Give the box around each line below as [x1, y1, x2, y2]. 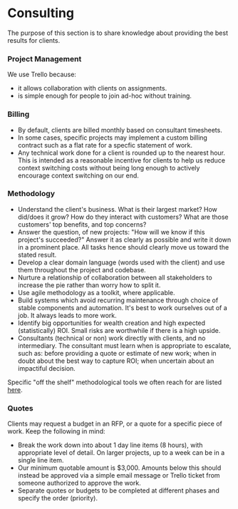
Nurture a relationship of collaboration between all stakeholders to [17, 273, 212, 282]
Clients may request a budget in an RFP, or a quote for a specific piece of [7, 419, 223, 428]
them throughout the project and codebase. [17, 265, 146, 274]
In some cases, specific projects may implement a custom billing [17, 133, 208, 142]
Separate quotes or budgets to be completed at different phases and [17, 486, 219, 495]
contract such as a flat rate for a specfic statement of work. [17, 140, 193, 149]
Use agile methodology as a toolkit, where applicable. [17, 288, 176, 297]
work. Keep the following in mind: [7, 427, 105, 436]
